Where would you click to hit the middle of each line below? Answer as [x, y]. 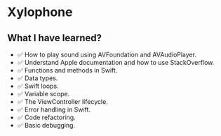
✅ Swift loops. [38, 86]
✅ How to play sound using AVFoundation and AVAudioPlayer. [107, 54]
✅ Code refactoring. [46, 117]
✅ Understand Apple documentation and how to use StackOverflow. [116, 62]
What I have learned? [55, 38]
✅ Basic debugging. [46, 125]
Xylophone [40, 12]
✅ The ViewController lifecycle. [63, 101]
